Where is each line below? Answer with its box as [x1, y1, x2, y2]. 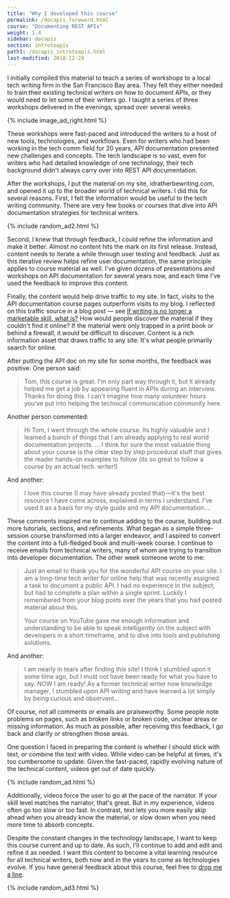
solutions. [23, 638, 52, 647]
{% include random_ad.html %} [7, 778, 96, 786]
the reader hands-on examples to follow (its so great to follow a [23, 455, 204, 463]
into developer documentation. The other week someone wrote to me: [7, 553, 205, 561]
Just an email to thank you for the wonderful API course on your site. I [23, 566, 222, 574]
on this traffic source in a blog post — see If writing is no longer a [7, 306, 192, 315]
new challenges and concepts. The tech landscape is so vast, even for [7, 151, 207, 159]
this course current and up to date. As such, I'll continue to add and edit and [7, 841, 222, 849]
